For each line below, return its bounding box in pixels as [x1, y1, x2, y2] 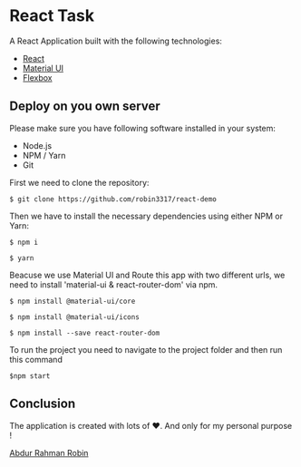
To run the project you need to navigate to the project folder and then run [9, 344, 283, 355]
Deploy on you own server [9, 99, 160, 114]
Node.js [22, 140, 53, 151]
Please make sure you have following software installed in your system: [9, 122, 277, 133]
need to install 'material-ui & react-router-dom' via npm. [9, 278, 218, 290]
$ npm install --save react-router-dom [9, 328, 160, 337]
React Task [9, 5, 95, 26]
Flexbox [22, 72, 53, 83]
